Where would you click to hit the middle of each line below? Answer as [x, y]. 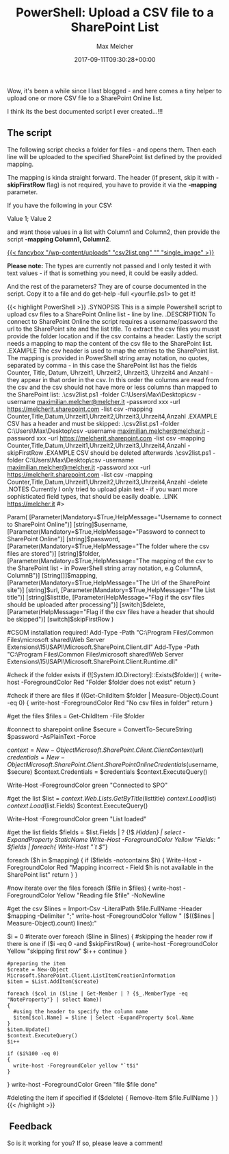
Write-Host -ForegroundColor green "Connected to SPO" [87, 785]
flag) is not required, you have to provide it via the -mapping [132, 185]
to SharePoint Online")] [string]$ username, [67, 524]
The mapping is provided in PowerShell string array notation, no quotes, [108, 357]
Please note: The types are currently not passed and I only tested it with [109, 266]
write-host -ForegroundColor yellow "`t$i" [76, 1065]
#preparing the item [37, 963]
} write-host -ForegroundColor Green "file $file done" [82, 1084]
